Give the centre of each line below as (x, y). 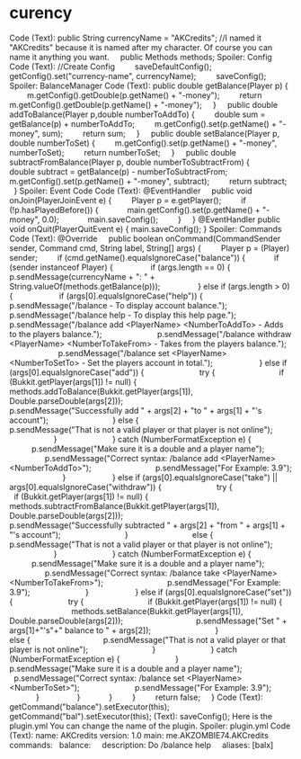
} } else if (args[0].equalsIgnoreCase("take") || (170, 477)
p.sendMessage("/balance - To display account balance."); (118, 305)
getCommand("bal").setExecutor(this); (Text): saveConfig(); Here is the (141, 716)
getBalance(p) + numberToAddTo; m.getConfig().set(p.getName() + (143, 123)
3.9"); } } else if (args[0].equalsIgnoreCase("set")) (150, 592)
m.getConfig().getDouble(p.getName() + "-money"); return (144, 95)
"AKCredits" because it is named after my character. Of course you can (141, 47)
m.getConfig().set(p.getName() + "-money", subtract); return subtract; (148, 181)
